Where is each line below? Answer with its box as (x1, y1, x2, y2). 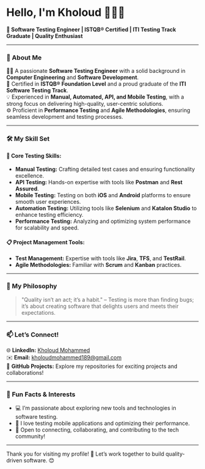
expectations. (21, 309, 56, 316)
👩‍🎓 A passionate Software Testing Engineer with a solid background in (6, 67, 186, 75)
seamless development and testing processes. (6, 113, 123, 121)
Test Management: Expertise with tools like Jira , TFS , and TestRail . (15, 254, 186, 262)
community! (15, 433, 46, 440)
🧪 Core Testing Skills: (6, 152, 62, 159)
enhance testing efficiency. (15, 211, 84, 219)
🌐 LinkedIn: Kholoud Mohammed (6, 347, 90, 354)
